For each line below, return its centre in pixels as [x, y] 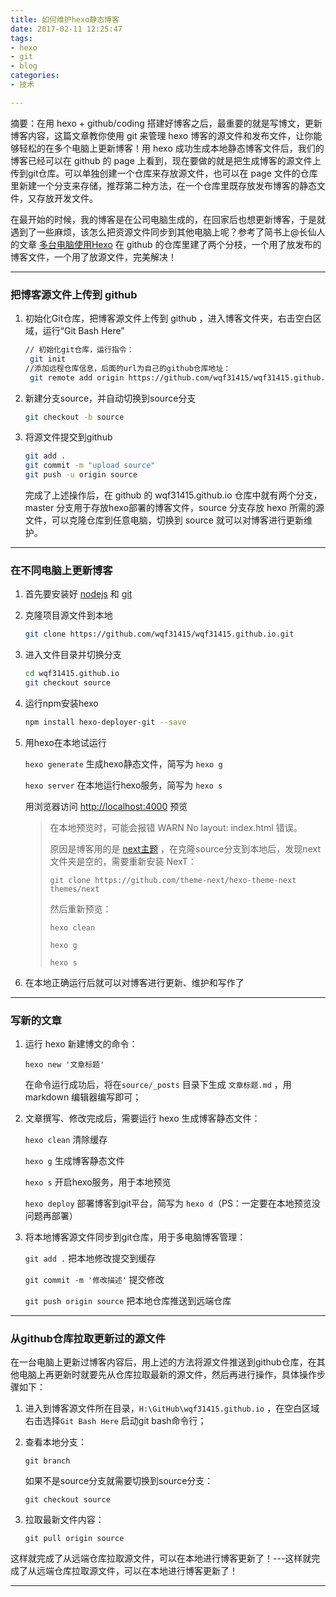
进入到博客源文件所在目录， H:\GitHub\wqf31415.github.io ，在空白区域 [172, 1408]
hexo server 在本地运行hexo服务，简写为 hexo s [123, 785]
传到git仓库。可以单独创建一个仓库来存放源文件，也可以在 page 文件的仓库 [164, 173]
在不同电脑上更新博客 [61, 570]
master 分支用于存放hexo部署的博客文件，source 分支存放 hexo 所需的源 [174, 508]
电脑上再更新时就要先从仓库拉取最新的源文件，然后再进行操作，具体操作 [167, 1375]
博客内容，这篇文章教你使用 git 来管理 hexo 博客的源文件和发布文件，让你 [162, 135]
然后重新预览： [80, 908]
